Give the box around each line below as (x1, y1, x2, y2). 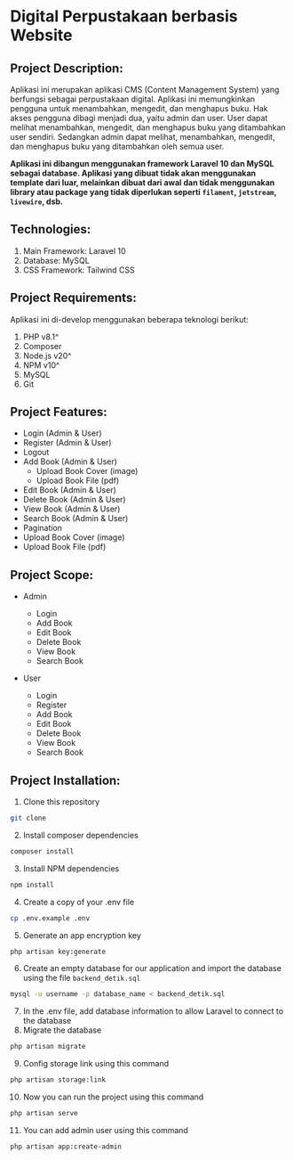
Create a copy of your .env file (22, 896, 135, 907)
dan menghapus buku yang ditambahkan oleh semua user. (10, 141, 225, 151)
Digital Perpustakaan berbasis (10, 6, 238, 27)
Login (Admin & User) (22, 428, 102, 438)
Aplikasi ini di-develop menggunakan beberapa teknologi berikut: (10, 314, 250, 324)
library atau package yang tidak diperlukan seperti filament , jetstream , (10, 187, 277, 197)
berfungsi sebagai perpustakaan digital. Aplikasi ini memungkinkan (10, 94, 256, 104)
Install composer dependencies (22, 829, 139, 840)
